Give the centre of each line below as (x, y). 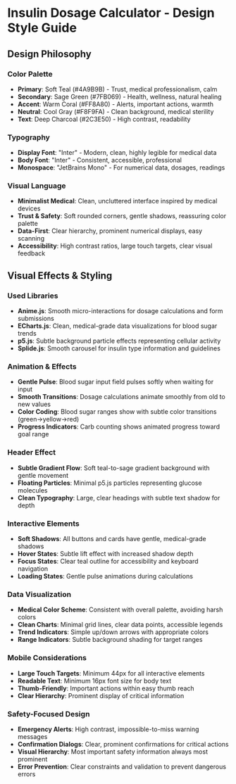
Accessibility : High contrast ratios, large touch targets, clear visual (115, 246)
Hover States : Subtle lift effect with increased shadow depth (105, 554)
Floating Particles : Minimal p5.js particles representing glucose (110, 483)
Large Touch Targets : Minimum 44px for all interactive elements (111, 673)
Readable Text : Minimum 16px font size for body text (94, 681)
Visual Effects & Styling (60, 276)
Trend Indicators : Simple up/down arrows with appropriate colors (113, 632)
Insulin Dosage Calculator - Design (111, 13)
